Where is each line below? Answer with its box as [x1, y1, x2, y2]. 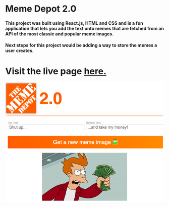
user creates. [5, 47, 34, 54]
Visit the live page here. [5, 65, 107, 77]
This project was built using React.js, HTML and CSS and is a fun [5, 20, 144, 26]
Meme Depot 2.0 [5, 3, 77, 15]
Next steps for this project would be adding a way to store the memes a [5, 42, 157, 48]
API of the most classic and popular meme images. [5, 31, 114, 37]
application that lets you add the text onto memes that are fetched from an [5, 25, 164, 31]
